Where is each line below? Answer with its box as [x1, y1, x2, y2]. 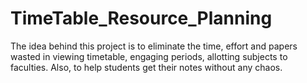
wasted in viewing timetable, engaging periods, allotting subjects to [10, 50, 288, 62]
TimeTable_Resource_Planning [10, 7, 273, 30]
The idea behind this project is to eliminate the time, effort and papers [10, 40, 298, 52]
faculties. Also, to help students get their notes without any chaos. [10, 61, 283, 73]
